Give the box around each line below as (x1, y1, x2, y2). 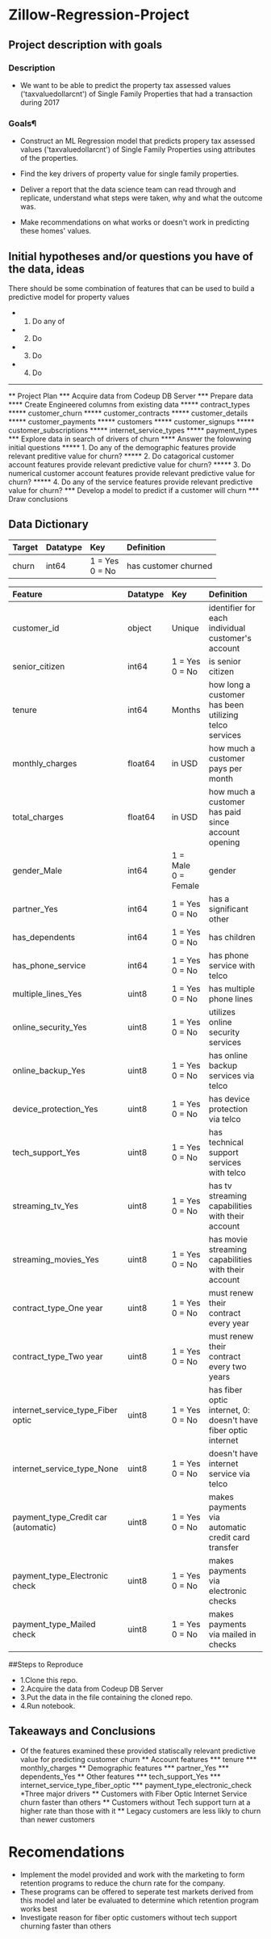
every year (208, 1317, 250, 1329)
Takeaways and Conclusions (8, 1724, 156, 1739)
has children (208, 931, 256, 942)
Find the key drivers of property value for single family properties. (19, 169, 240, 179)
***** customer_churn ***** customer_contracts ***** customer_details (8, 408, 248, 418)
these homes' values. (19, 226, 91, 236)
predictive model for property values (8, 292, 131, 301)
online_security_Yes (12, 1021, 87, 1032)
